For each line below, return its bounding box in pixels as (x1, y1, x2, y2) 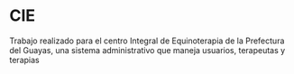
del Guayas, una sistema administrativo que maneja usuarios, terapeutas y (9, 44, 286, 55)
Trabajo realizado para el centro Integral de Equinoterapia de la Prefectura (9, 35, 285, 46)
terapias (9, 54, 40, 65)
